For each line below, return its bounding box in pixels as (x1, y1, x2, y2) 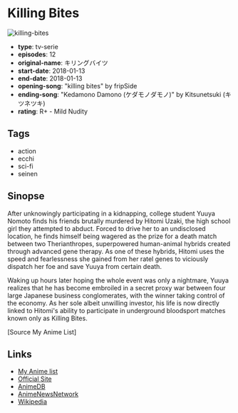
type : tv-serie (17, 42, 58, 51)
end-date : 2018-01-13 (17, 73, 83, 83)
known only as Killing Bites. (7, 314, 88, 322)
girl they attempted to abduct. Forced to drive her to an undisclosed (7, 224, 206, 233)
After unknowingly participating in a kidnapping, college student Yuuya (7, 209, 216, 218)
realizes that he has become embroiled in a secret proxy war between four (7, 283, 226, 292)
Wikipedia (17, 397, 48, 406)
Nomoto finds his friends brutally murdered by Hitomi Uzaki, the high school (7, 216, 231, 225)
